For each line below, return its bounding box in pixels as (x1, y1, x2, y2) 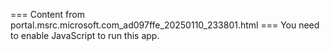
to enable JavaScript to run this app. (10, 30, 160, 41)
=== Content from (10, 9, 85, 20)
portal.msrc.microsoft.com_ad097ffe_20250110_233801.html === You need (10, 19, 320, 31)
